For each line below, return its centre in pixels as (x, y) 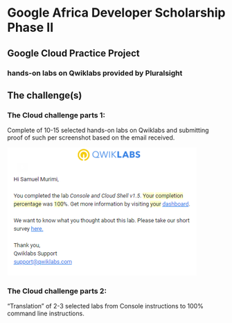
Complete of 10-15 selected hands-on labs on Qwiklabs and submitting (108, 131)
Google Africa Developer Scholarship (116, 13)
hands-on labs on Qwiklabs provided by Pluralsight (95, 73)
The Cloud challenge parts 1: (56, 115)
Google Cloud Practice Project (73, 53)
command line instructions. (46, 313)
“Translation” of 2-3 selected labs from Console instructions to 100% (106, 306)
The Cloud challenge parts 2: (57, 291)
